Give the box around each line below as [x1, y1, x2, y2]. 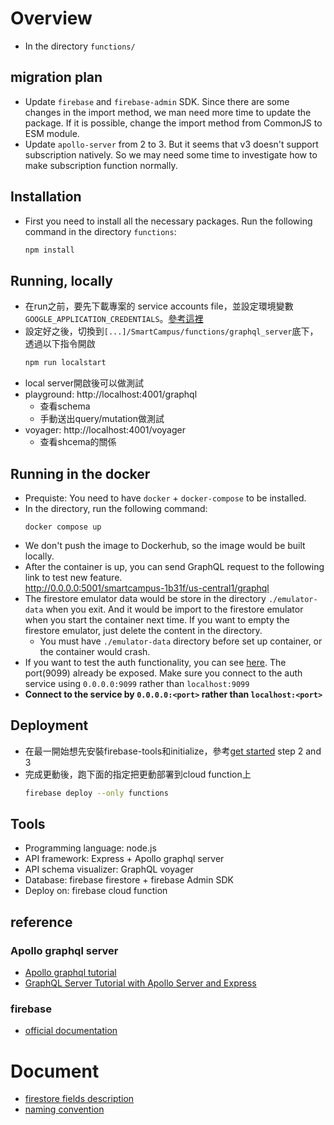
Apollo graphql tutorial [24, 967, 117, 979]
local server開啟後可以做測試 [24, 377, 144, 389]
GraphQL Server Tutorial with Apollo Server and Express [24, 977, 257, 989]
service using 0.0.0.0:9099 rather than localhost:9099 [24, 677, 250, 689]
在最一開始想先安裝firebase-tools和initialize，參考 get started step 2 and [24, 745, 322, 757]
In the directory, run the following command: [24, 502, 208, 514]
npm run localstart [24, 358, 107, 368]
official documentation [24, 1025, 118, 1037]
